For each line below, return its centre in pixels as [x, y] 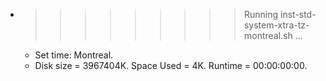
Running [261, 14]
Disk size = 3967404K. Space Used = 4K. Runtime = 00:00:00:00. [171, 65]
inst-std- [298, 14]
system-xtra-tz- [276, 25]
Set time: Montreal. [74, 55]
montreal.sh [268, 35]
